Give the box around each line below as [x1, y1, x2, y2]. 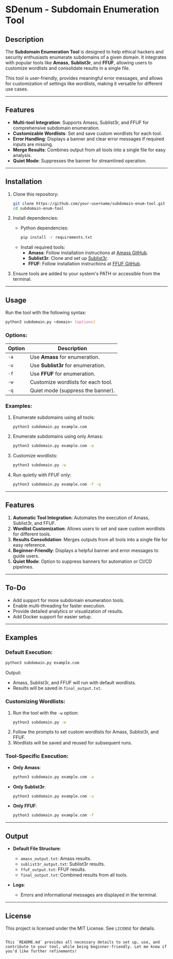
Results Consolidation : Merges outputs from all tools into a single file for [12, 536, 168, 542]
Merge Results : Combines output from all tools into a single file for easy [12, 147, 166, 153]
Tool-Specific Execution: [5, 753, 68, 760]
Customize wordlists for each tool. [30, 379, 112, 386]
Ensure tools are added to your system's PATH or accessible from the [12, 271, 161, 277]
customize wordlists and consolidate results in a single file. [5, 65, 130, 71]
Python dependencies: [20, 225, 68, 231]
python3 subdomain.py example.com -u [12, 793, 94, 798]
